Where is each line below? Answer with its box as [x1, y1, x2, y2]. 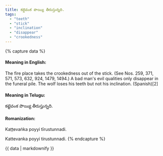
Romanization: [5, 115, 36, 121]
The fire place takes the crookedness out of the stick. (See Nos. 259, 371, [5, 70, 154, 76]
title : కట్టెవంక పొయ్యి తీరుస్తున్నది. [5, 7, 65, 12]
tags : [5, 12, 16, 17]
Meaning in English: [5, 60, 47, 65]
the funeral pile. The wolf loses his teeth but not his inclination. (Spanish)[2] [5, 81, 159, 87]
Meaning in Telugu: [5, 92, 46, 98]
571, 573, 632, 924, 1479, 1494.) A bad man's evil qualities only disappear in [5, 76, 159, 82]
